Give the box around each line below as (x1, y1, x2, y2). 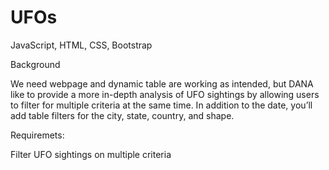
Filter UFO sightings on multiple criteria (10, 148, 172, 160)
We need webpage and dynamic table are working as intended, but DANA (10, 77, 314, 90)
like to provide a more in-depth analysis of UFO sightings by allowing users (10, 88, 320, 100)
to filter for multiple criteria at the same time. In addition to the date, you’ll (10, 99, 313, 111)
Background (10, 58, 61, 70)
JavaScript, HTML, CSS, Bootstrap (10, 39, 153, 51)
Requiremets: (10, 129, 65, 141)
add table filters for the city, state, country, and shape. (10, 109, 235, 121)
